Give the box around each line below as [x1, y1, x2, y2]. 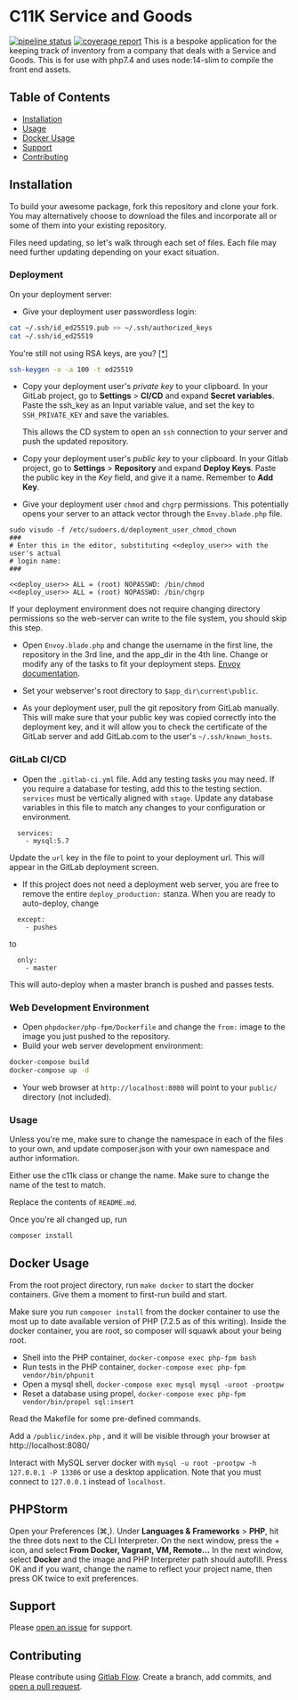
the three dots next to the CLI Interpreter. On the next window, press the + [9, 1534, 280, 1546]
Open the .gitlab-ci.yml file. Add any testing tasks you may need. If [21, 773, 275, 785]
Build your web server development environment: [21, 1040, 204, 1052]
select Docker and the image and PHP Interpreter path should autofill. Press [9, 1554, 287, 1565]
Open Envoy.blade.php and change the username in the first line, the [21, 639, 273, 651]
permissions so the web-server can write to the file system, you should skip [9, 613, 287, 624]
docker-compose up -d [9, 1066, 90, 1075]
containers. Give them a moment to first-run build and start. [9, 1289, 228, 1299]
